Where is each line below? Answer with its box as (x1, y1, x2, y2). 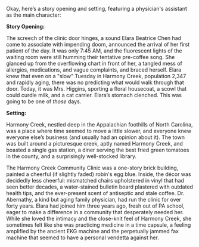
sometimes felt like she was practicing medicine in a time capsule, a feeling (6, 221, 191, 229)
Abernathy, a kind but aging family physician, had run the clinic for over (6, 196, 182, 203)
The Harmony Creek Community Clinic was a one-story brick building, (6, 164, 179, 171)
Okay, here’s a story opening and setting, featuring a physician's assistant (6, 5, 188, 12)
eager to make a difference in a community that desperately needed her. (6, 209, 184, 215)
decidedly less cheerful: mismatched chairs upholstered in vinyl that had (6, 177, 185, 184)
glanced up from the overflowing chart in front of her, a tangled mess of (6, 60, 183, 67)
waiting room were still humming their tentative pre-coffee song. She (6, 54, 175, 60)
